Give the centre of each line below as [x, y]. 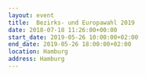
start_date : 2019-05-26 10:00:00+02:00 [73, 37]
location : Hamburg [38, 52]
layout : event [31, 15]
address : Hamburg [36, 59]
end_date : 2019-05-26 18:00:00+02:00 [70, 45]
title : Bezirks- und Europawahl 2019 [71, 23]
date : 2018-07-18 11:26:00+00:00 [63, 30]
